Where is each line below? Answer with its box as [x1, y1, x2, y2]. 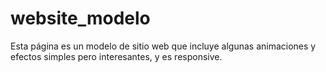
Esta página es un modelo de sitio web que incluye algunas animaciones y [10, 40, 317, 52]
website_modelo [10, 7, 151, 30]
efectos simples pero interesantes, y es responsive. [10, 50, 223, 62]
